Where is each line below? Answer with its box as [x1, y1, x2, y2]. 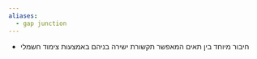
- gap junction [15, 19, 67, 27]
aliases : [8, 11, 38, 20]
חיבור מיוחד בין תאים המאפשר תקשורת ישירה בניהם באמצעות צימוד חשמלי [19, 41, 250, 51]
